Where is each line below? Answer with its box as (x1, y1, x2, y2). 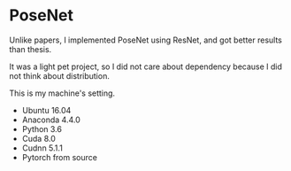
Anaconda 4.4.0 (21, 114, 81, 125)
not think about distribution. (9, 70, 111, 81)
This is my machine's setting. (9, 88, 116, 98)
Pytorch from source (21, 152, 97, 162)
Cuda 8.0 (21, 133, 56, 144)
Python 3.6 (21, 123, 62, 134)
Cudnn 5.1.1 (21, 143, 64, 153)
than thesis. (9, 43, 52, 54)
